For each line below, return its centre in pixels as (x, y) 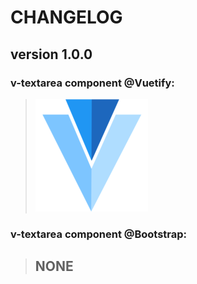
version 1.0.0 (51, 54)
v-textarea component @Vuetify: (92, 83)
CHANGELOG (66, 17)
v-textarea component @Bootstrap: (99, 234)
